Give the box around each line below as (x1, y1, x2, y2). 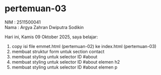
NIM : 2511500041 (4, 19, 41, 25)
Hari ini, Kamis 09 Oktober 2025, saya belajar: (4, 34, 98, 40)
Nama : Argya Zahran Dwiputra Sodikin (4, 24, 84, 30)
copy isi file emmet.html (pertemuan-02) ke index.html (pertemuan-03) (11, 43, 157, 49)
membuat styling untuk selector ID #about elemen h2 (11, 59, 121, 65)
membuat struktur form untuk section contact (11, 49, 105, 54)
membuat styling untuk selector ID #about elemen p (11, 64, 118, 70)
